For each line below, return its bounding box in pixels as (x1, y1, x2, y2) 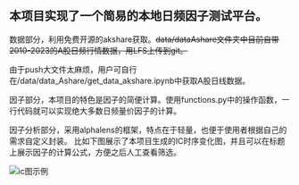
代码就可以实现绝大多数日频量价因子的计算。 (16, 105, 181, 116)
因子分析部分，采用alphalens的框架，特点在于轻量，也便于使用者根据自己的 (9, 124, 287, 135)
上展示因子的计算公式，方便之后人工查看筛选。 (9, 147, 181, 157)
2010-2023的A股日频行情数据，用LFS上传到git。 (9, 45, 188, 55)
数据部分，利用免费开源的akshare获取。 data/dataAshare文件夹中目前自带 (9, 34, 279, 45)
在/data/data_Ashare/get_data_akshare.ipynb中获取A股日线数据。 (9, 75, 251, 86)
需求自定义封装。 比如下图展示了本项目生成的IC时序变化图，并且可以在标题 (9, 135, 286, 146)
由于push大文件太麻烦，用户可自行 (9, 63, 137, 74)
